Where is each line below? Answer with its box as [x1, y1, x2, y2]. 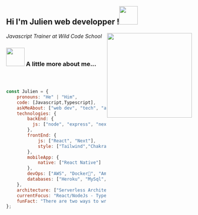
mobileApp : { [27, 154, 60, 160]
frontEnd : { [27, 133, 57, 138]
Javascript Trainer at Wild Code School [6, 32, 102, 39]
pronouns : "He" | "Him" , [16, 94, 78, 100]
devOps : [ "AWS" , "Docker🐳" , [27, 171, 96, 177]
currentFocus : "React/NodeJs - [16, 193, 94, 199]
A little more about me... [25, 59, 97, 68]
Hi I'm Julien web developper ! [6, 17, 120, 27]
